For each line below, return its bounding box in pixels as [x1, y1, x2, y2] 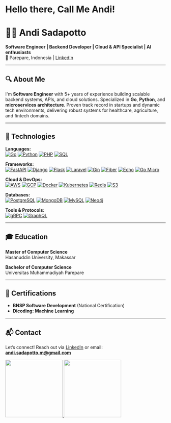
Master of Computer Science [5, 248, 68, 255]
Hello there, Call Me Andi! [5, 4, 116, 15]
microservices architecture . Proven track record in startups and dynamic [5, 102, 160, 108]
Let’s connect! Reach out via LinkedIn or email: [5, 344, 103, 351]
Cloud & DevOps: [5, 176, 42, 182]
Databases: [5, 191, 31, 197]
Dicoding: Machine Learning [12, 308, 74, 314]
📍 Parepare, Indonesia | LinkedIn [5, 55, 74, 61]
